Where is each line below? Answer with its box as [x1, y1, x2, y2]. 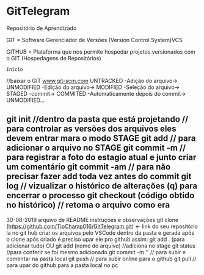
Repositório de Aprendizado [6, 24, 77, 32]
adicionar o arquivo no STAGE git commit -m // [6, 143, 186, 153]
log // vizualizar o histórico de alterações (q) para [6, 181, 197, 191]
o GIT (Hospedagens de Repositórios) [6, 54, 102, 62]
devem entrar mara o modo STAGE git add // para [6, 133, 196, 144]
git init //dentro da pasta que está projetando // [6, 114, 189, 124]
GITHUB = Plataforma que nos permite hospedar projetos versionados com [6, 48, 195, 55]
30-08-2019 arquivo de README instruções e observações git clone [6, 216, 179, 223]
